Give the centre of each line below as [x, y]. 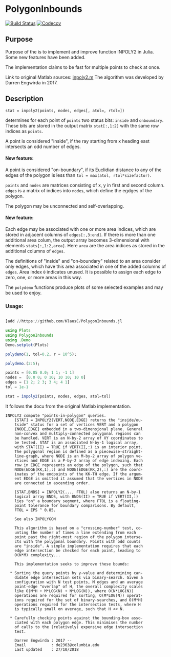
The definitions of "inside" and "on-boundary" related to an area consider [83, 261]
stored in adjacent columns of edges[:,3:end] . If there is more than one [81, 234]
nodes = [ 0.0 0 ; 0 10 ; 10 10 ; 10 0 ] [46, 378]
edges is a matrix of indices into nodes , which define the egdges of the [79, 190]
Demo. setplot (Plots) [27, 345]
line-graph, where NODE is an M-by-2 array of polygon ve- [79, 456]
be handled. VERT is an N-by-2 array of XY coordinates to [79, 438]
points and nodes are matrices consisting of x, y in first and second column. [85, 185]
